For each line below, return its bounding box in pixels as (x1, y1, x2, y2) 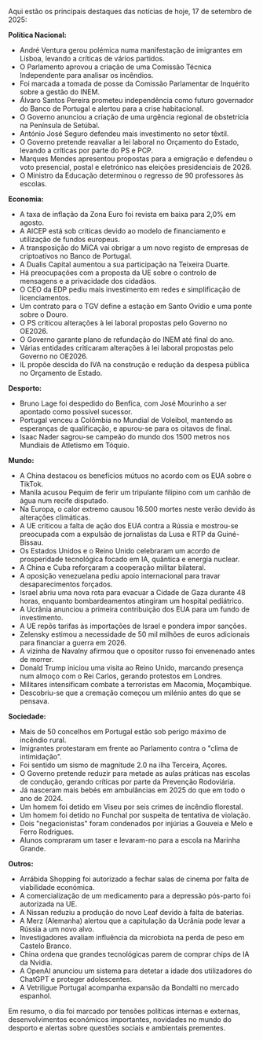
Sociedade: (8, 711, 46, 721)
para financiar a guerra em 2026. (19, 638, 127, 647)
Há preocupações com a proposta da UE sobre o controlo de (19, 268, 217, 277)
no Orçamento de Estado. (19, 369, 103, 377)
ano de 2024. (19, 794, 64, 803)
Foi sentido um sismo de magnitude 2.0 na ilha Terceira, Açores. (19, 760, 228, 770)
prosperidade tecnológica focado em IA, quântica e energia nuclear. (19, 554, 240, 564)
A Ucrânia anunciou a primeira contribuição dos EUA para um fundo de (19, 605, 250, 614)
